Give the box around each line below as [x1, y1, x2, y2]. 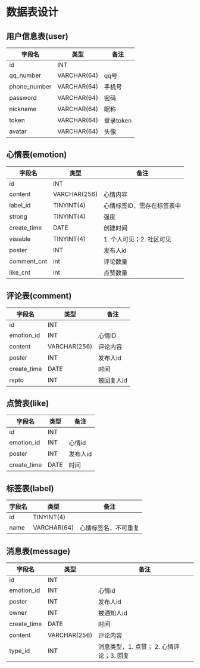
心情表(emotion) [6, 150, 67, 160]
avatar [9, 127, 27, 135]
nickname [9, 105, 37, 113]
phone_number [9, 82, 52, 90]
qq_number [9, 71, 42, 79]
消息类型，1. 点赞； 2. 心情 [98, 643, 174, 651]
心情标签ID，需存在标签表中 [103, 201, 182, 210]
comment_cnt [9, 257, 48, 265]
